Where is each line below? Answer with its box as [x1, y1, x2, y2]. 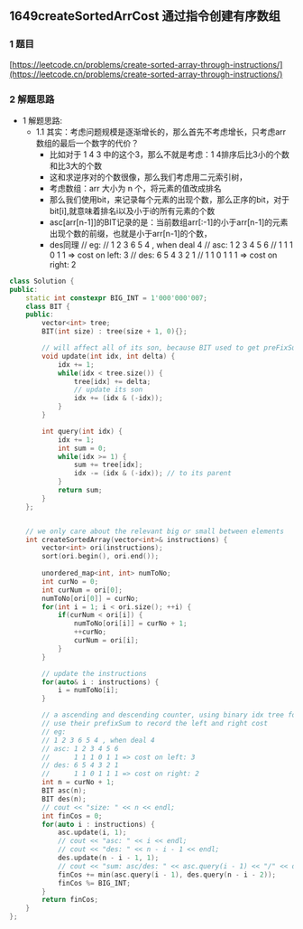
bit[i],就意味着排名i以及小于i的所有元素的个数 [49, 205, 216, 216]
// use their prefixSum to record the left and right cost [41, 719, 269, 728]
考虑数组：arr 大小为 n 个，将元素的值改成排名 [49, 183, 223, 193]
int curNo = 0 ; [41, 577, 99, 586]
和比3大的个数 [49, 160, 103, 171]
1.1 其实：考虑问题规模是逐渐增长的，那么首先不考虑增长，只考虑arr [35, 126, 287, 137]
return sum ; [57, 486, 103, 495]
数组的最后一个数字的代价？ [35, 137, 140, 148]
